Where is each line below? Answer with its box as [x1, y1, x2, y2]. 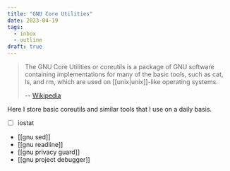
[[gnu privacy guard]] [17, 148, 80, 156]
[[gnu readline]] [17, 141, 63, 149]
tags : [7, 23, 23, 30]
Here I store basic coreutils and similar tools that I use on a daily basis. [7, 105, 212, 113]
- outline [13, 37, 42, 44]
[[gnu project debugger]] [17, 155, 90, 164]
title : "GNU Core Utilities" [7, 10, 93, 18]
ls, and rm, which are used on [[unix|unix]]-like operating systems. [24, 78, 219, 85]
